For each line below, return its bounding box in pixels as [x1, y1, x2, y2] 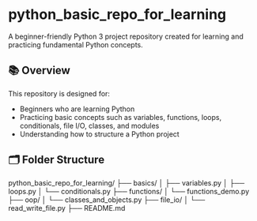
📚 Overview [8, 64, 71, 77]
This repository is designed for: [8, 88, 111, 98]
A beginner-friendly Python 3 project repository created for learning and [8, 32, 244, 41]
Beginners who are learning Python [19, 104, 135, 114]
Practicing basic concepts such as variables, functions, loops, [19, 112, 222, 122]
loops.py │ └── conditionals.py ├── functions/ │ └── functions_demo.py [8, 186, 250, 196]
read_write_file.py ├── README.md [8, 203, 126, 212]
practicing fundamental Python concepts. [8, 39, 144, 49]
